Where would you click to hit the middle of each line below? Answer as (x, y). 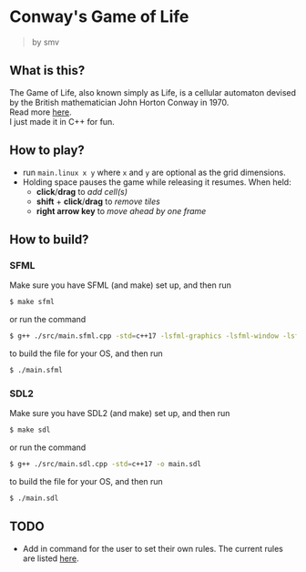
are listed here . (51, 558)
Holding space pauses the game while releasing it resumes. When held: (157, 182)
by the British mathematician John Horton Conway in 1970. (119, 102)
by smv (46, 42)
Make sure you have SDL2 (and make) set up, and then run (120, 414)
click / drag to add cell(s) (82, 191)
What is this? (47, 71)
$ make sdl (30, 430)
